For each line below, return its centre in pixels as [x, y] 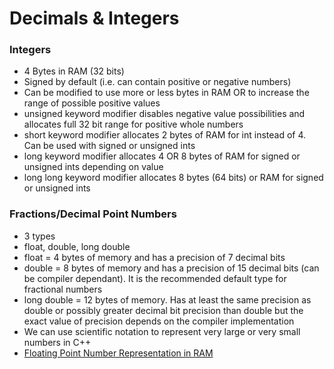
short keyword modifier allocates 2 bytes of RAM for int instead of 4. [165, 135]
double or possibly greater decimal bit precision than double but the [163, 310]
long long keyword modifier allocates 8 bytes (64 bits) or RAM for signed [173, 178]
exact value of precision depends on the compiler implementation [159, 321]
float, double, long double [77, 246]
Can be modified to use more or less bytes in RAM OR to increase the [166, 93]
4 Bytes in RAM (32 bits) [74, 71]
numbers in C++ [57, 342]
